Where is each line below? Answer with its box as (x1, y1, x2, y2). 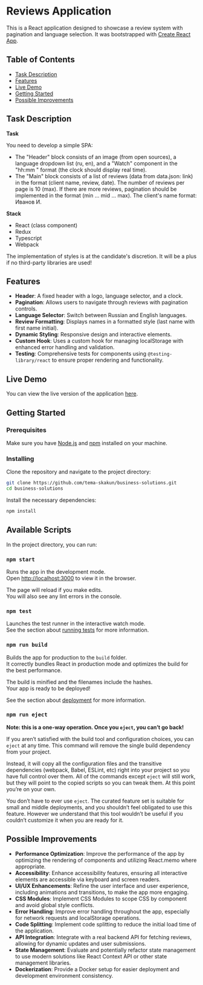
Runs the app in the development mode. (6, 568, 106, 575)
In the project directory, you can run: (6, 541, 97, 548)
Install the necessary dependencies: (6, 496, 97, 504)
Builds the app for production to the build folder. (6, 653, 127, 661)
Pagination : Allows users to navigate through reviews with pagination (14, 299, 188, 306)
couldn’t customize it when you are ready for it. (6, 817, 124, 824)
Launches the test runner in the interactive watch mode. (6, 620, 146, 627)
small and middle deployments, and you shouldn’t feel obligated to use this (6, 803, 192, 810)
